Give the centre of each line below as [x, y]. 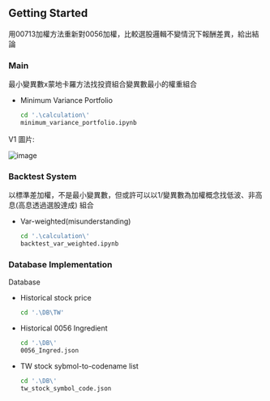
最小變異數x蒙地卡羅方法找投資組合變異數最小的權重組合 [103, 84]
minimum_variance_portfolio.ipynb [78, 122]
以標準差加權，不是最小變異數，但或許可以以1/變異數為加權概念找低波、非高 [135, 195]
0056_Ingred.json [49, 350]
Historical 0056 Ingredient [64, 328]
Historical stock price [56, 298]
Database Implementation [60, 264]
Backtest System [43, 176]
